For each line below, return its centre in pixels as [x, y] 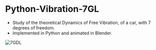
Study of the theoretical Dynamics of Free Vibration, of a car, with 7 [81, 23]
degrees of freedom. [34, 27]
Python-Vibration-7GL [52, 9]
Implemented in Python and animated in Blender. [62, 33]
